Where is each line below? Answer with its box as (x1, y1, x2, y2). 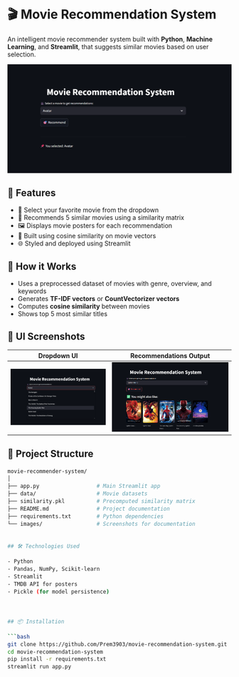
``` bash (7, 633, 31, 640)
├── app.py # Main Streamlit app (7, 483, 161, 490)
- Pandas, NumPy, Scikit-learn (7, 565, 100, 572)
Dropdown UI (38, 351, 78, 360)
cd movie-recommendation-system (7, 648, 103, 656)
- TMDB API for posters (7, 580, 78, 588)
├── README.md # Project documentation (7, 505, 171, 512)
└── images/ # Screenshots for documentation (7, 520, 196, 527)
